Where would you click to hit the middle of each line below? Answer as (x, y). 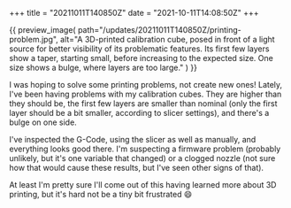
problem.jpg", (34, 39)
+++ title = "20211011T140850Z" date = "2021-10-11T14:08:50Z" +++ (134, 13)
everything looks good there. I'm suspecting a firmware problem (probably (145, 149)
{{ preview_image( (43, 30)
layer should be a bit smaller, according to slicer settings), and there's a (139, 113)
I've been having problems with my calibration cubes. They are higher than (145, 94)
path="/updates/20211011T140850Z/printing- (160, 30)
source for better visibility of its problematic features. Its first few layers (139, 49)
